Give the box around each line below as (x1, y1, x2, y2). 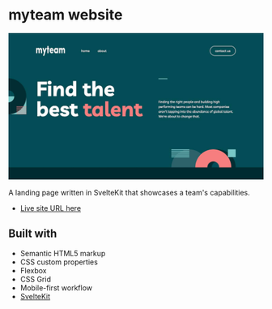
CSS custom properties (19, 257, 99, 267)
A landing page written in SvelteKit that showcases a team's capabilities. (8, 187, 251, 197)
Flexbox (19, 265, 47, 275)
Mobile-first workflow (19, 282, 93, 293)
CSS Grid (19, 274, 51, 284)
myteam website (8, 6, 123, 24)
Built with (8, 227, 57, 241)
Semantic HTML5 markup (19, 248, 106, 258)
